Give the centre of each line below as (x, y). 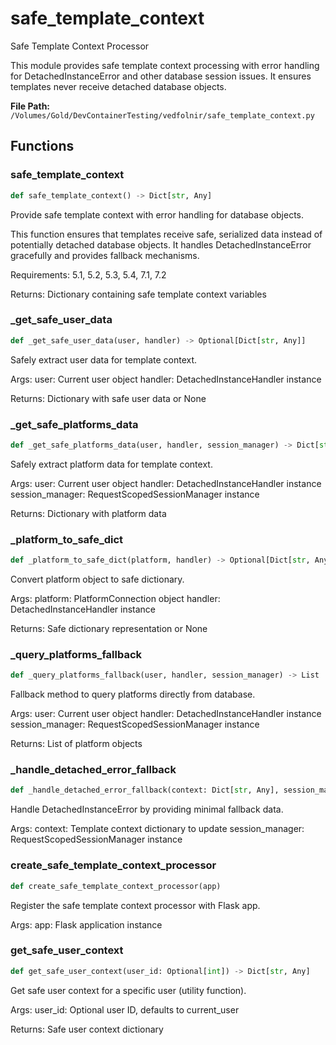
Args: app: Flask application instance (86, 924)
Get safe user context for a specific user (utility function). (128, 990)
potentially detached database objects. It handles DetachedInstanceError (161, 244)
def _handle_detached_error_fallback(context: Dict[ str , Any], (145, 790)
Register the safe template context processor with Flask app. (135, 905)
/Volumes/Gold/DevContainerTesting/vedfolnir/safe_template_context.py (162, 115)
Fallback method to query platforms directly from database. (133, 694)
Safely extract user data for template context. (104, 359)
